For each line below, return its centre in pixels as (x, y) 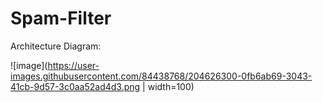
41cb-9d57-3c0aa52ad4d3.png (75, 86)
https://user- (73, 65)
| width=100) (168, 86)
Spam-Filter (61, 18)
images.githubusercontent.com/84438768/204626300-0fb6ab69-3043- (161, 76)
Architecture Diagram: (56, 46)
